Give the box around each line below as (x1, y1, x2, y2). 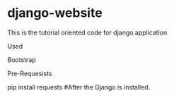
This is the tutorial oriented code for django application (7, 28, 168, 37)
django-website (7, 5, 103, 21)
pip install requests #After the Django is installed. (7, 82, 151, 91)
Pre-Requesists (7, 69, 52, 78)
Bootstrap (7, 55, 37, 64)
